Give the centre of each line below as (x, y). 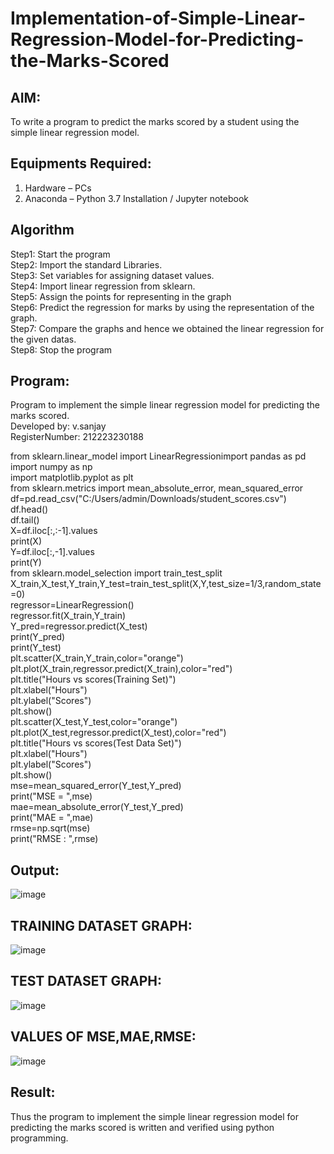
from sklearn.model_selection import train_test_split (116, 573)
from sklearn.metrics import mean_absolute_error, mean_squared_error (157, 488)
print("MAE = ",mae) (52, 818)
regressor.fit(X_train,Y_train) (68, 616)
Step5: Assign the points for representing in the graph (121, 296)
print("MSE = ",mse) (51, 796)
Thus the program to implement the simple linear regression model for (154, 1116)
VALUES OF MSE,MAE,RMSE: (103, 1037)
